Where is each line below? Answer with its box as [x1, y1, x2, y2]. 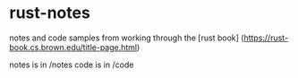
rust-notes [9, 3, 91, 23]
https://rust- [243, 32, 289, 43]
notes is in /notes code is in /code [9, 59, 134, 70]
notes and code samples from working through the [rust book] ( [9, 32, 244, 43]
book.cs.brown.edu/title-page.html [9, 41, 138, 52]
